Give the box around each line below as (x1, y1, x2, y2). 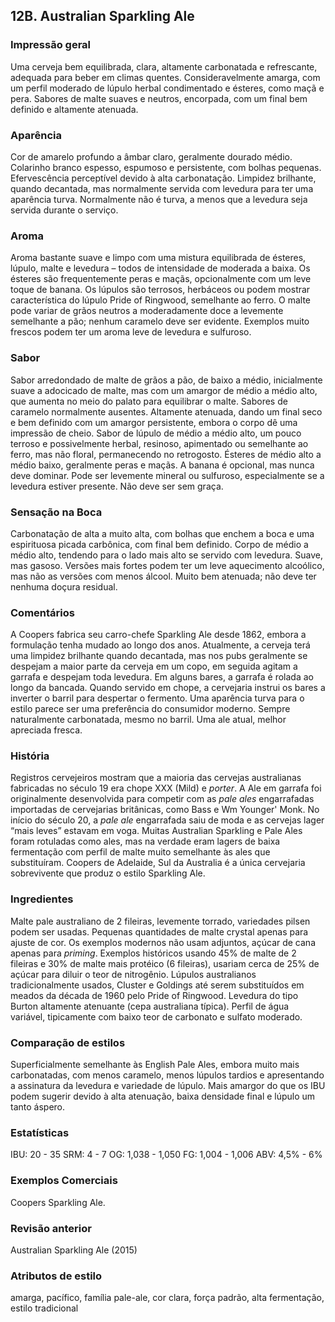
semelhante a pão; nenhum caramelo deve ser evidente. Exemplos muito (10, 315, 310, 328)
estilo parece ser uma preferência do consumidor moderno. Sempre (10, 703, 291, 715)
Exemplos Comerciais (10, 1174, 118, 1188)
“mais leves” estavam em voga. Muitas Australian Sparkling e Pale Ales (10, 825, 303, 837)
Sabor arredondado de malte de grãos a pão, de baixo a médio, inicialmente (10, 374, 323, 386)
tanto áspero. (10, 1101, 66, 1113)
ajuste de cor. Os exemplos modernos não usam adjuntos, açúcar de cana (10, 936, 316, 948)
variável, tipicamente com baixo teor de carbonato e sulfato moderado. (10, 1010, 303, 1023)
